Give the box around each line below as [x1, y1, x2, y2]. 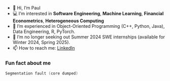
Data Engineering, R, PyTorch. [12, 28, 76, 34]
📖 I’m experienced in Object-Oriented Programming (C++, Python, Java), [12, 23, 165, 29]
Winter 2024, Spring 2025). [12, 39, 70, 45]
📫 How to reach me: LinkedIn [12, 45, 75, 51]
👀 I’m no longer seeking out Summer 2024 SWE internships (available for [12, 34, 165, 40]
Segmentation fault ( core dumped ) [5, 71, 79, 76]
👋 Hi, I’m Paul [12, 5, 41, 11]
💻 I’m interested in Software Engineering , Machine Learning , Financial [12, 11, 164, 16]
